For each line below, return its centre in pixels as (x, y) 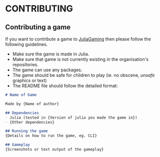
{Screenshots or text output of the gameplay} (54, 150)
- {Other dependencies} (30, 122)
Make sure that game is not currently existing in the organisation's (80, 59)
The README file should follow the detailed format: (65, 86)
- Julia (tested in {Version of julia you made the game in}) (71, 118)
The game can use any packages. (47, 70)
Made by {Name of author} (32, 104)
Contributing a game (38, 27)
